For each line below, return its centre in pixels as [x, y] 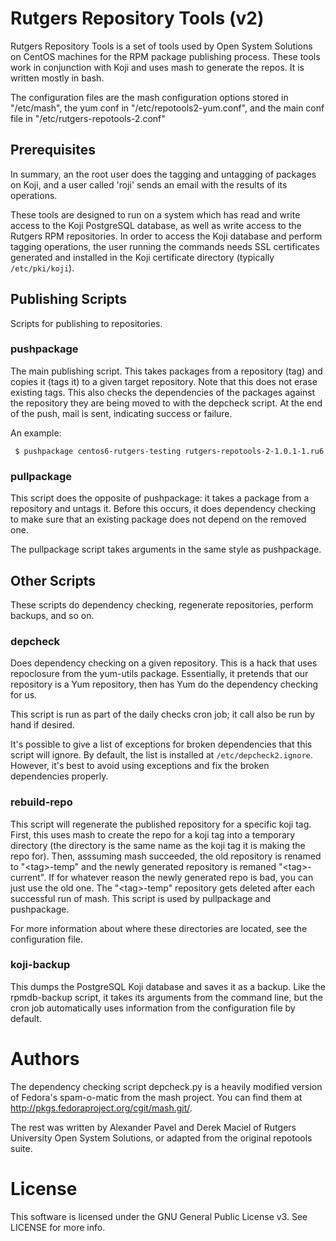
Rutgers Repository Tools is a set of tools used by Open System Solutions [161, 46]
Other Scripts [53, 580]
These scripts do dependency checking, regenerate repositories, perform [162, 604]
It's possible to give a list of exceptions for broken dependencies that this [161, 744]
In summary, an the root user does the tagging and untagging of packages [163, 174]
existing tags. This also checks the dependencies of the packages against [163, 392]
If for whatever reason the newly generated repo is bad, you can [181, 877]
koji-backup [40, 965]
